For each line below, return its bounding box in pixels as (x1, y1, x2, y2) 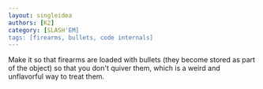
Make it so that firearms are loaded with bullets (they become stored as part (8, 55, 255, 65)
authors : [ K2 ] (8, 19, 55, 27)
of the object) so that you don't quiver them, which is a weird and (8, 64, 221, 73)
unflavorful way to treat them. (8, 72, 105, 81)
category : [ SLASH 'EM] (8, 26, 80, 34)
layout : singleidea (8, 11, 73, 20)
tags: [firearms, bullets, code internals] (8, 33, 154, 42)
